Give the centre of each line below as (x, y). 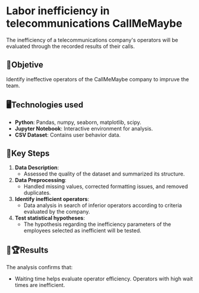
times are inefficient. (40, 285)
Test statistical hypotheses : (50, 218)
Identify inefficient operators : (52, 199)
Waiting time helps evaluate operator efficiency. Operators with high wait (104, 279)
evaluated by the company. (57, 212)
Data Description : (37, 168)
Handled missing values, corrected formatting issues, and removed (106, 187)
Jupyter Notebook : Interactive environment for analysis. (84, 128)
